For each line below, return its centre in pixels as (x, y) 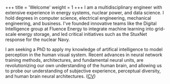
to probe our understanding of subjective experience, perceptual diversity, (83, 71)
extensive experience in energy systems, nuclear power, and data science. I (84, 13)
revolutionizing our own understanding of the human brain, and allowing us (84, 66)
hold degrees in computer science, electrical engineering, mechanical (78, 18)
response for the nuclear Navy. (38, 39)
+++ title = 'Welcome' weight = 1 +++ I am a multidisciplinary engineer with (84, 7)
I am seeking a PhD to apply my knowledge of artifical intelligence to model (84, 49)
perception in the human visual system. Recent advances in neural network (84, 55)
